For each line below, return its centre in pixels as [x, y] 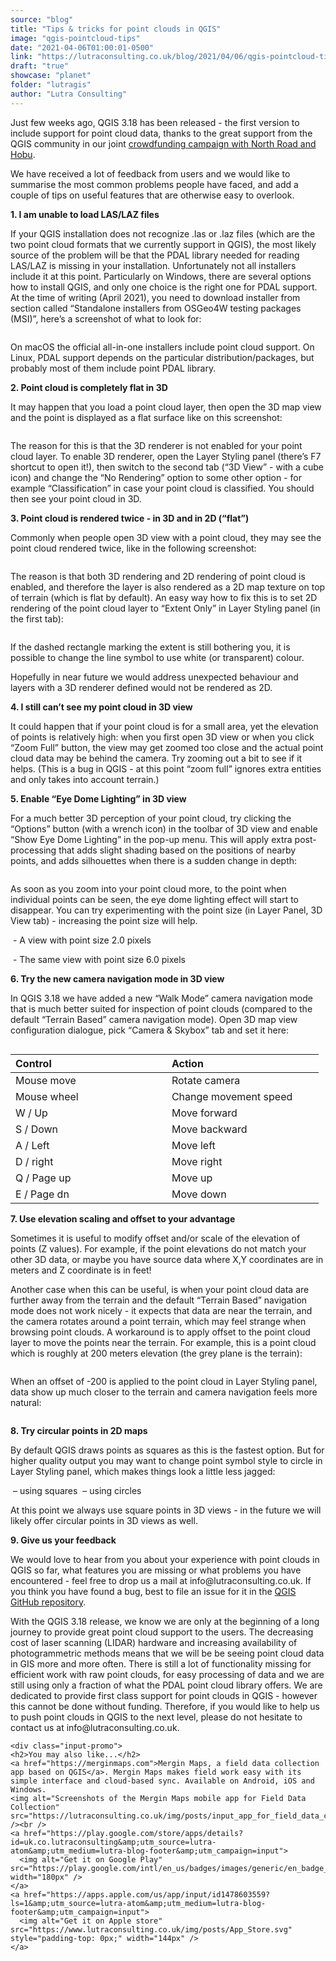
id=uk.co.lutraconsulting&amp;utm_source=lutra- [113, 1842]
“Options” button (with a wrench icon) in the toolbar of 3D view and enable [164, 828]
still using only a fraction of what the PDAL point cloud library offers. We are [166, 1685]
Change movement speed [232, 1096]
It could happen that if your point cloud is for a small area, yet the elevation [164, 726]
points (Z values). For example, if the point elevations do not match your [158, 1248]
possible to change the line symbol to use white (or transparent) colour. [157, 657]
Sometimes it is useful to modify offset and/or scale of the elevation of [155, 1238]
